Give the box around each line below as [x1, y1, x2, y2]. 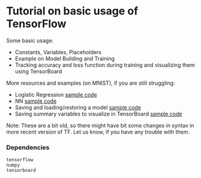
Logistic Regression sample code [14, 91, 97, 98]
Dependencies [6, 143, 50, 152]
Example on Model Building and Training [14, 55, 115, 62]
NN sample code [14, 97, 57, 105]
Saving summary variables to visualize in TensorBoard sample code [14, 110, 182, 117]
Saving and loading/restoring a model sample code [14, 103, 142, 111]
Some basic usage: [6, 37, 54, 44]
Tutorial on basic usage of [6, 4, 139, 18]
